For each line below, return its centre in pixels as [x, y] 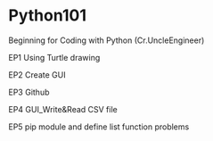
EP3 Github [29, 92]
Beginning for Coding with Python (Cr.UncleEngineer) [106, 40]
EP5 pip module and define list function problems [99, 127]
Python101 [47, 16]
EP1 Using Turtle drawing [54, 57]
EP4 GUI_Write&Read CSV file [63, 109]
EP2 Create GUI [37, 75]
